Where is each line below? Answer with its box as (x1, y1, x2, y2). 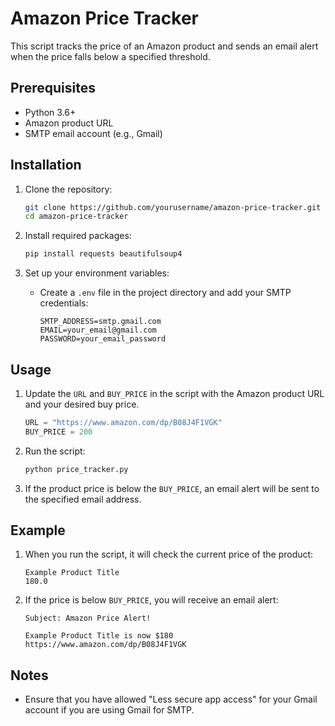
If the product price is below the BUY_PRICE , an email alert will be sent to (24, 482, 320, 494)
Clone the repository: (24, 183, 113, 195)
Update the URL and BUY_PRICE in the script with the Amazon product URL (24, 388, 325, 399)
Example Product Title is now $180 (24, 631, 174, 641)
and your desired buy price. (24, 398, 140, 410)
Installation (10, 157, 82, 174)
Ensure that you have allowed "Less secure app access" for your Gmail (24, 693, 318, 706)
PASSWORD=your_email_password (39, 334, 167, 344)
